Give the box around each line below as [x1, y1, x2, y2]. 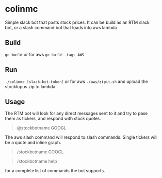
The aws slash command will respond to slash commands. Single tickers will [5, 134, 158, 140]
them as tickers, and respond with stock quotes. [5, 115, 101, 122]
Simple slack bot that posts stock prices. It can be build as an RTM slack [5, 19, 150, 25]
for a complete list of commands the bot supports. [5, 168, 105, 174]
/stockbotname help [16, 159, 57, 164]
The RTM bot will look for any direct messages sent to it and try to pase [5, 111, 148, 116]
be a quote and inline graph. [5, 140, 62, 146]
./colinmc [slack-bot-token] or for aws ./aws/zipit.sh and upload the [5, 79, 148, 84]
